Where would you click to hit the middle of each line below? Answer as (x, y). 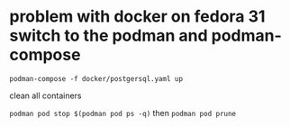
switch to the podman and (109, 36)
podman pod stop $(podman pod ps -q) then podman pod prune (123, 113)
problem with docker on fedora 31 (137, 17)
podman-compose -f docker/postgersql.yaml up (96, 78)
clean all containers (45, 95)
